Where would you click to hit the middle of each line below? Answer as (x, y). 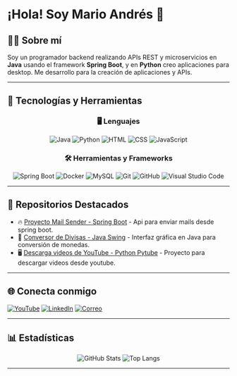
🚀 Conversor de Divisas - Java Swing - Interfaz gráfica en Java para (117, 237)
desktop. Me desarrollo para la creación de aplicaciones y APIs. (100, 72)
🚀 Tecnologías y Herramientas (75, 101)
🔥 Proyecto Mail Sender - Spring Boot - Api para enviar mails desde (116, 222)
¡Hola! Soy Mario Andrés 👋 (86, 14)
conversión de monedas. (54, 244)
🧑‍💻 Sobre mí (35, 40)
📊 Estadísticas (41, 338)
